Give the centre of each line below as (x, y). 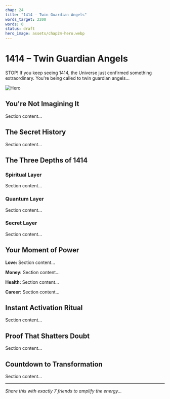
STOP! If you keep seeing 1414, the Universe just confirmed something (79, 73)
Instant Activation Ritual (44, 308)
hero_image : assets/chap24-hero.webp (45, 34)
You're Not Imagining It (42, 104)
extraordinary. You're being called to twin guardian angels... (68, 78)
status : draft (20, 29)
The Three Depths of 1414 (47, 160)
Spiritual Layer (24, 175)
